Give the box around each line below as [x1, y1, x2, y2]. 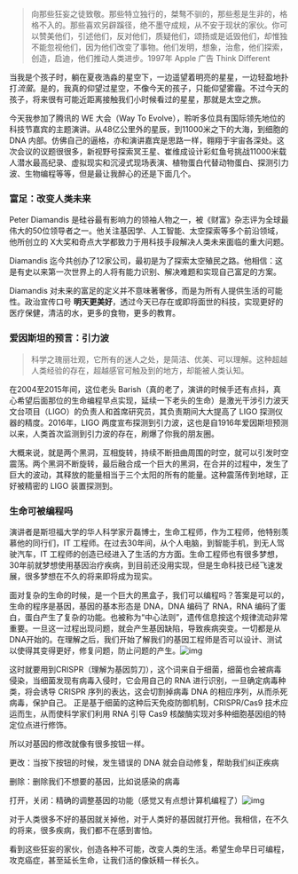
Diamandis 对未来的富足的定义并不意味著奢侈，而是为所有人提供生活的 [9, 286, 268, 296]
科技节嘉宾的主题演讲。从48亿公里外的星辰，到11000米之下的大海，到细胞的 [9, 124, 289, 134]
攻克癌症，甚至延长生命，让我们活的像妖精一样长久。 [9, 854, 204, 865]
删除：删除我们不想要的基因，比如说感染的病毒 [9, 776, 180, 786]
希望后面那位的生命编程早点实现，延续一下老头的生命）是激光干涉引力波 [16, 395, 281, 406]
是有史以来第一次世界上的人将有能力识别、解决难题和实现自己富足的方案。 [9, 266, 281, 278]
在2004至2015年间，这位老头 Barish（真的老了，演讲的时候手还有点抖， [9, 383, 274, 394]
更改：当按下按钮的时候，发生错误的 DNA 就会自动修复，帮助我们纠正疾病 [9, 757, 279, 768]
